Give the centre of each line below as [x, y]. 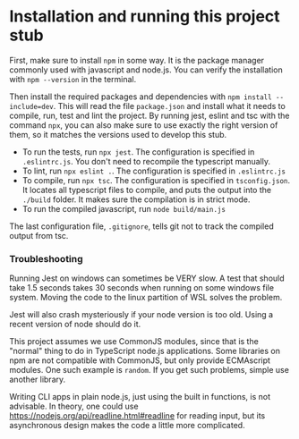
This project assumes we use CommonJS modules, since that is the [134, 342]
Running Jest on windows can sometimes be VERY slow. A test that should [147, 278]
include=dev [31, 106]
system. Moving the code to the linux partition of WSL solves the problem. [146, 298]
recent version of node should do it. [75, 325]
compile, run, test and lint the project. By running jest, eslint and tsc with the [149, 115]
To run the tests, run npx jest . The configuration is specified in [138, 152]
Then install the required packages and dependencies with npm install [141, 97]
